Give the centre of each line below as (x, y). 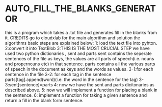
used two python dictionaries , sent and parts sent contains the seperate (79, 53)
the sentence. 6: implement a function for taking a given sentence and (76, 95)
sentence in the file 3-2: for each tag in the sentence (58, 74)
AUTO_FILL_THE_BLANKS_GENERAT (81, 9)
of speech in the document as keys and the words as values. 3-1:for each (79, 69)
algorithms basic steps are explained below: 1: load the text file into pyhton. (81, 43)
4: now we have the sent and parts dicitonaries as (104, 84)
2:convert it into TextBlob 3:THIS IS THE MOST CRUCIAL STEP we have (77, 48)
